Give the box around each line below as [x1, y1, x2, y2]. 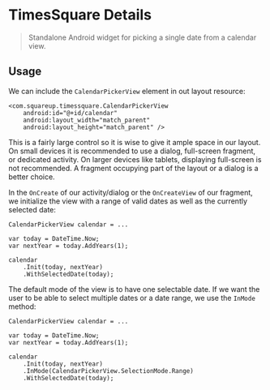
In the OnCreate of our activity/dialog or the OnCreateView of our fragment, [8, 187, 253, 197]
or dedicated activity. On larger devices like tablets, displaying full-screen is [8, 154, 262, 164]
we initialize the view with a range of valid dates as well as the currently [8, 196, 248, 206]
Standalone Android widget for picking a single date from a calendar [28, 32, 257, 42]
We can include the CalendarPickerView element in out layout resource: [8, 86, 246, 96]
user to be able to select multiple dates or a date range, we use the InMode [8, 293, 255, 302]
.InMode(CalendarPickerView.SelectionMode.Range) [23, 366, 195, 375]
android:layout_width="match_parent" [23, 116, 151, 124]
